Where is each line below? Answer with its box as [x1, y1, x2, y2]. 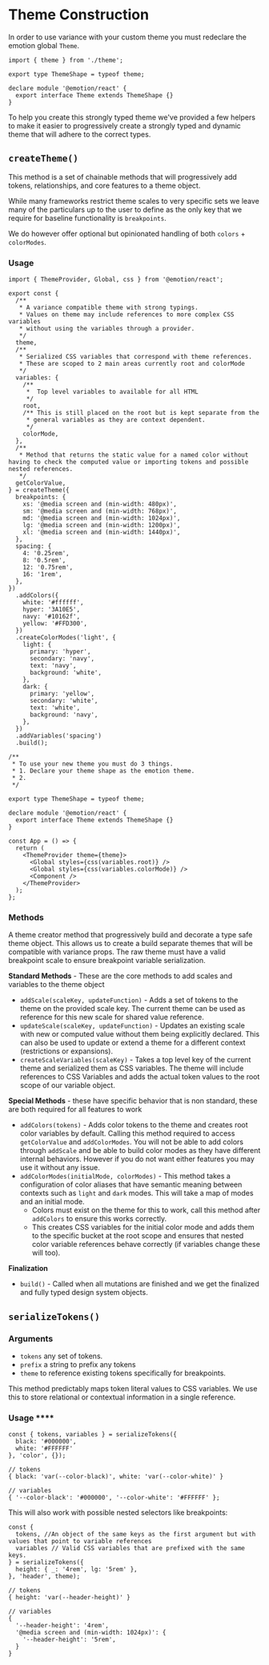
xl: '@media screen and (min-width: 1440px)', [22, 528, 181, 537]
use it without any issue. [19, 1163, 100, 1172]
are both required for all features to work [8, 1105, 143, 1115]
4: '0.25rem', [22, 550, 70, 558]
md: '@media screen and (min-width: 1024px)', [22, 514, 181, 522]
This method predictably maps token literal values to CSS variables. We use [8, 1384, 258, 1394]
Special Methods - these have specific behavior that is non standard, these [8, 1096, 258, 1106]
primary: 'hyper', [29, 648, 91, 656]
